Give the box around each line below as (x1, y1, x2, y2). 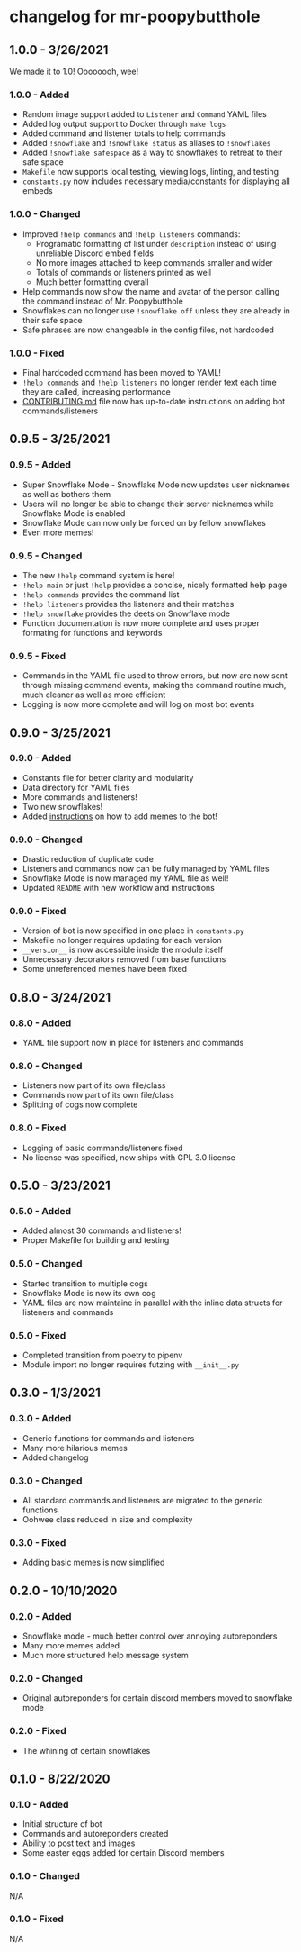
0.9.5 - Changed (9, 549, 83, 562)
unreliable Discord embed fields (35, 248, 155, 259)
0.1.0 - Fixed (9, 1912, 65, 1925)
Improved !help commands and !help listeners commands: (22, 228, 241, 240)
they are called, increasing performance (22, 386, 171, 397)
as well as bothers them (22, 488, 111, 499)
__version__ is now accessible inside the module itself (22, 944, 224, 956)
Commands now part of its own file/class (22, 1090, 175, 1101)
